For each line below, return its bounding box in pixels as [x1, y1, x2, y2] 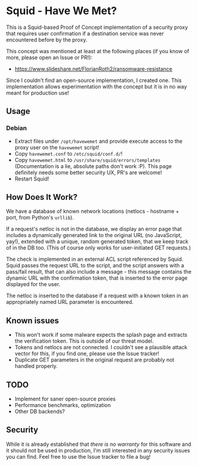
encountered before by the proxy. [6, 36, 88, 43]
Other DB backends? [14, 408, 65, 415]
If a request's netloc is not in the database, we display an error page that [6, 225, 182, 232]
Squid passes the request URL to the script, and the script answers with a [6, 262, 184, 269]
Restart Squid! [14, 175, 49, 182]
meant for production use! [6, 89, 69, 96]
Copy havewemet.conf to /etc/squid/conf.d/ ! [14, 150, 123, 157]
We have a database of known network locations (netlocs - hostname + [6, 208, 179, 215]
